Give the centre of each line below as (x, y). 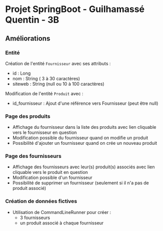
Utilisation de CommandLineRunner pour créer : (62, 212)
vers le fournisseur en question (45, 133)
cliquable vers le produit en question (50, 172)
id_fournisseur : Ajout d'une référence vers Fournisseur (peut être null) (85, 103)
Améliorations (28, 38)
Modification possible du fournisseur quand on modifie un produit (80, 138)
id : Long (22, 73)
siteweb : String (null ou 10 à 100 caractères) (58, 84)
